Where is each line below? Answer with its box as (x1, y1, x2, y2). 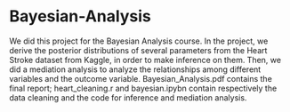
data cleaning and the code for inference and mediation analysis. (9, 92, 247, 103)
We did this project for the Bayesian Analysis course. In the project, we (9, 36, 269, 46)
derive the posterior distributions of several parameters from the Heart (9, 44, 268, 55)
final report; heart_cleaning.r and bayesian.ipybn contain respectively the (9, 83, 278, 93)
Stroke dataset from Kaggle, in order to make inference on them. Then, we (9, 54, 282, 65)
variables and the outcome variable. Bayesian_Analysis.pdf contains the (9, 73, 273, 84)
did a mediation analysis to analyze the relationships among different (9, 64, 262, 75)
